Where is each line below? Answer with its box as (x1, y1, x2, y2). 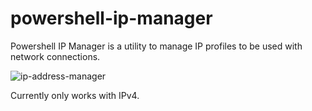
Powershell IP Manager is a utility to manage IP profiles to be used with (10, 40, 303, 52)
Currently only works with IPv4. (10, 89, 140, 101)
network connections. (10, 50, 101, 62)
